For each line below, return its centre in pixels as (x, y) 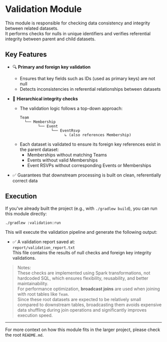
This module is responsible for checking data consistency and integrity (78, 23)
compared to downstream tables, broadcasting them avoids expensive (89, 305)
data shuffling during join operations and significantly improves (82, 310)
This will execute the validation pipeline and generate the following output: (81, 232)
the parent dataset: (39, 149)
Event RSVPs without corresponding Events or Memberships (89, 165)
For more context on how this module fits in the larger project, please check (83, 330)
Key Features (26, 55)
